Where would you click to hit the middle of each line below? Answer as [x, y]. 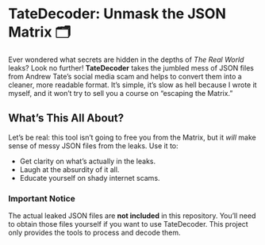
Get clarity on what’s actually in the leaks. [88, 161]
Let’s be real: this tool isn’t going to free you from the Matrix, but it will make [132, 137]
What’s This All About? [66, 119]
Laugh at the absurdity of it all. [69, 169]
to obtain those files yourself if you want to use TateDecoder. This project [128, 224]
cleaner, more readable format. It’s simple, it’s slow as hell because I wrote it [132, 85]
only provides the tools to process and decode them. [94, 233]
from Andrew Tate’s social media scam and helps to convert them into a [125, 76]
